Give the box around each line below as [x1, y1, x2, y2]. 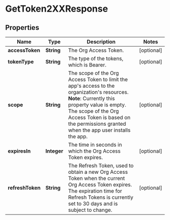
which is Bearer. [68, 61, 107, 68]
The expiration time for [68, 188, 122, 194]
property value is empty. [68, 101, 126, 108]
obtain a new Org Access [68, 168, 128, 175]
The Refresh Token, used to [68, 162, 134, 169]
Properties [5, 23, 39, 32]
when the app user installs [68, 127, 131, 133]
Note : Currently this [68, 95, 115, 102]
